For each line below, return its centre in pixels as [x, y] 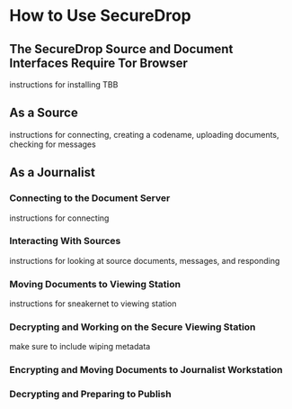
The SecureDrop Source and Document [121, 49]
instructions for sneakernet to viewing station [93, 304]
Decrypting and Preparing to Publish [91, 395]
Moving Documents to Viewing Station [95, 284]
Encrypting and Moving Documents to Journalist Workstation [146, 370]
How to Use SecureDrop [100, 16]
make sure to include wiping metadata [80, 347]
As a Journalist [53, 173]
